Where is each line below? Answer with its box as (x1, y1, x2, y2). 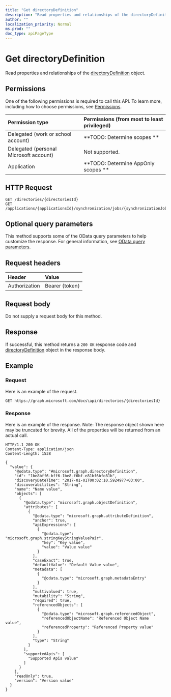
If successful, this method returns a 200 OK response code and (5, 341, 136, 347)
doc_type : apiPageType (5, 31, 53, 36)
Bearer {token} (45, 282, 80, 289)
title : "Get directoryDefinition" (5, 7, 79, 13)
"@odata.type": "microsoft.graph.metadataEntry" (41, 575, 147, 580)
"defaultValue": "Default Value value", (32, 562, 120, 567)
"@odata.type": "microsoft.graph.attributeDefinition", (32, 513, 154, 518)
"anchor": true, (32, 517, 67, 523)
